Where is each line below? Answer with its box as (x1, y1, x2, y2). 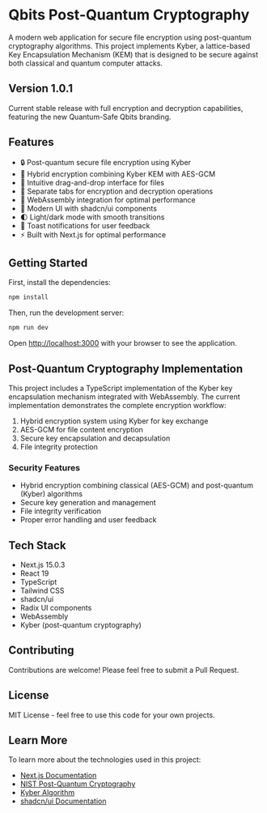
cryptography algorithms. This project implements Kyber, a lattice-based (8, 40, 251, 50)
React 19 (19, 568, 49, 578)
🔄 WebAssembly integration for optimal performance (19, 194, 196, 204)
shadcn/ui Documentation (19, 796, 107, 807)
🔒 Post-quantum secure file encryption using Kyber (19, 157, 192, 167)
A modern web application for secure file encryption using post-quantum (8, 32, 252, 42)
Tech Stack (8, 538, 66, 552)
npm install (8, 293, 49, 301)
